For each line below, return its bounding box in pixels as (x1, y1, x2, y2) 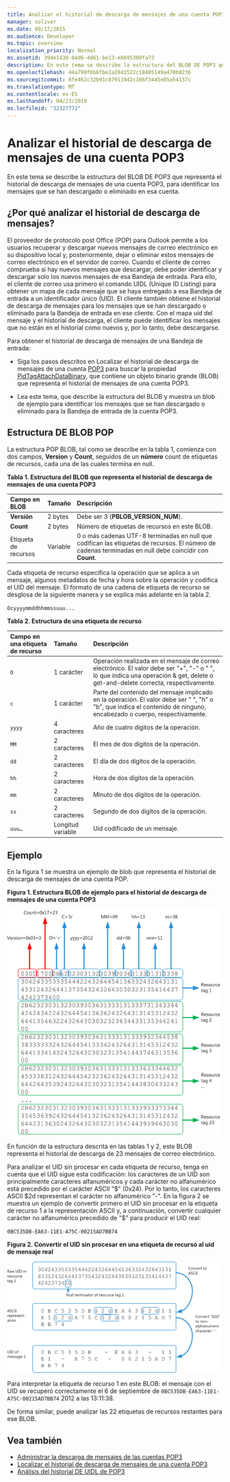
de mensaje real (7, 1248, 53, 1256)
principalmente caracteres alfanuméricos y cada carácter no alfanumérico (7, 1178, 217, 1186)
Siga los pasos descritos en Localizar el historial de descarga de (16, 357, 199, 365)
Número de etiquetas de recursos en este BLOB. (76, 522, 213, 531)
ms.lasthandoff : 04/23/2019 (7, 98, 88, 105)
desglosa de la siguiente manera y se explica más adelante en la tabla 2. (7, 590, 211, 599)
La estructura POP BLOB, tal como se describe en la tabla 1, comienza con (7, 445, 217, 453)
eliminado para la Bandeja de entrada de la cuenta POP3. (16, 406, 178, 415)
